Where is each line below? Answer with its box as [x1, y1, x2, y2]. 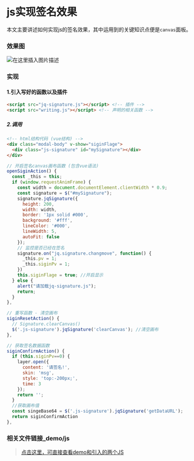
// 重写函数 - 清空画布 [6, 310, 58, 316]
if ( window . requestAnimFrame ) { [12, 179, 92, 185]
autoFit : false [22, 233, 60, 240]
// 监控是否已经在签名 [17, 245, 65, 250]
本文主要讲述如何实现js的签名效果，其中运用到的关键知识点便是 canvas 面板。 [6, 26, 192, 33]
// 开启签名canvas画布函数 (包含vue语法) [6, 163, 99, 169]
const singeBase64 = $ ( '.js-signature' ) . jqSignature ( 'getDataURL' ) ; [12, 408, 183, 415]
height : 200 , [22, 201, 55, 207]
